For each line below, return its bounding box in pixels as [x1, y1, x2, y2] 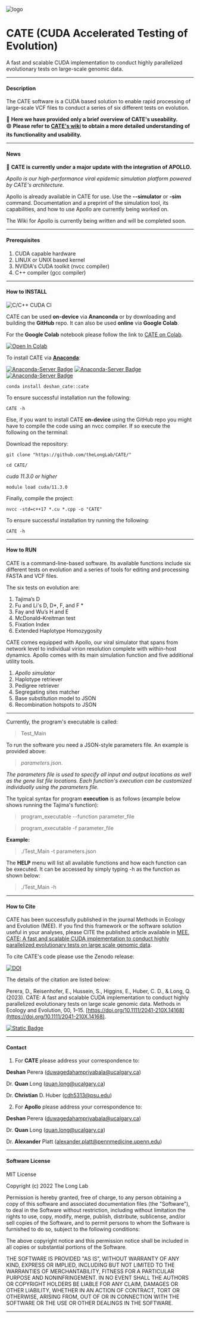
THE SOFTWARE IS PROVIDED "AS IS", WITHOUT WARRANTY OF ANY [6, 1255, 180, 1262]
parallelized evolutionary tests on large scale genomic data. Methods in [6, 1000, 181, 1008]
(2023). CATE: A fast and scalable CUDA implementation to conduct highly [6, 994, 189, 1001]
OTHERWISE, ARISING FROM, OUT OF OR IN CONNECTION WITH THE [6, 1293, 180, 1300]
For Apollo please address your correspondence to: [14, 1103, 142, 1110]
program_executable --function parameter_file [20, 812, 135, 820]
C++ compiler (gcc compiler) [14, 269, 86, 276]
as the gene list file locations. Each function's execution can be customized [6, 777, 192, 784]
